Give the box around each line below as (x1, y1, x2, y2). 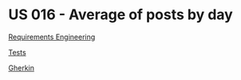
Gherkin (8, 62, 34, 73)
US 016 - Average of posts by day (8, 6, 233, 24)
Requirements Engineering (8, 32, 96, 42)
